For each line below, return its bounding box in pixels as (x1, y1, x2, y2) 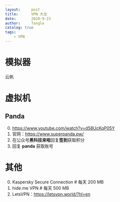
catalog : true (5, 25, 34, 30)
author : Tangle (5, 20, 45, 26)
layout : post (5, 7, 40, 12)
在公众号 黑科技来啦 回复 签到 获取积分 (12, 137, 85, 143)
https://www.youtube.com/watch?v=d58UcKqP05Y (12, 125, 115, 131)
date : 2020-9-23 (5, 16, 51, 21)
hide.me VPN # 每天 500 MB (12, 185, 69, 191)
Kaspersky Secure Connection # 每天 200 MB (12, 179, 104, 185)
